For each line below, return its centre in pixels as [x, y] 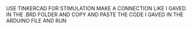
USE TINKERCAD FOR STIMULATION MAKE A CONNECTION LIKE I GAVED [96, 8]
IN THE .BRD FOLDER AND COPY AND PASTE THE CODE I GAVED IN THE [95, 14]
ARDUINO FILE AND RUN [36, 21]
